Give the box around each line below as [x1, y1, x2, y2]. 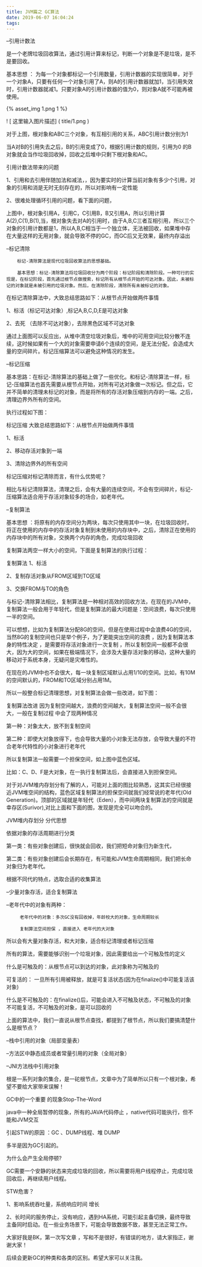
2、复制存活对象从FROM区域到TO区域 [6, 573, 101, 580]
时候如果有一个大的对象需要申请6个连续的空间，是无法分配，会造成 [22, 340, 189, 348]
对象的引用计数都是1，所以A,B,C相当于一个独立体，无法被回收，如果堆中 [6, 224, 186, 232]
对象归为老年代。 [6, 863, 49, 870]
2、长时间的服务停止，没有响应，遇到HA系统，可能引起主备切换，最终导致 [6, 1213, 191, 1221]
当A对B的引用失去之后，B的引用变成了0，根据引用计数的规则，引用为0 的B [6, 143, 192, 151]
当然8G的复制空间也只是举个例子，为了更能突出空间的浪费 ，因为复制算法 [6, 634, 189, 641]
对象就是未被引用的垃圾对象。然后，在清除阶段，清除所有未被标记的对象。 [14, 283, 172, 289]
